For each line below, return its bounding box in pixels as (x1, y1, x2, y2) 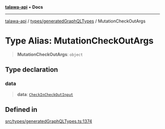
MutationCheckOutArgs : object (17, 51, 83, 57)
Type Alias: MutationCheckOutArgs (5, 35, 154, 46)
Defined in (5, 106, 38, 114)
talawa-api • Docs (5, 4, 43, 10)
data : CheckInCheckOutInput (17, 91, 74, 97)
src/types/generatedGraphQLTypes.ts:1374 (5, 118, 92, 124)
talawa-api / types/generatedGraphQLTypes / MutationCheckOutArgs (5, 18, 146, 24)
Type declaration (5, 65, 58, 74)
